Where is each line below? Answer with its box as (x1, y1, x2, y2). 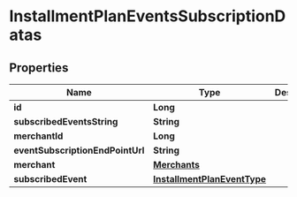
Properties (9, 60, 69, 75)
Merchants (153, 159, 201, 170)
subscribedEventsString (13, 116, 118, 127)
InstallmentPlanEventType (153, 173, 267, 185)
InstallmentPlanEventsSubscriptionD (9, 6, 286, 27)
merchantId (13, 130, 64, 142)
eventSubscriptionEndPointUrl (13, 144, 145, 156)
